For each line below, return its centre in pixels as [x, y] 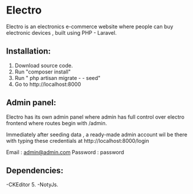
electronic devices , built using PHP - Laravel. [61, 32]
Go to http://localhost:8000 [48, 84]
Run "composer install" [42, 72]
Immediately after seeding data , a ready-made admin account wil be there [97, 134]
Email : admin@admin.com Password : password [65, 152]
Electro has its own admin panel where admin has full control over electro [95, 117]
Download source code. [44, 65]
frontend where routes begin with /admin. [57, 123]
